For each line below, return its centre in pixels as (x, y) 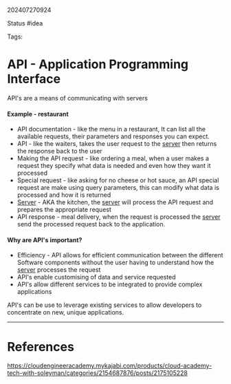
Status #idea (25, 23)
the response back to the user (60, 151)
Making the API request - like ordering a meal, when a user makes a (113, 158)
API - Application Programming (98, 64)
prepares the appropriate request (64, 210)
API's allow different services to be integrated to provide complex (110, 284)
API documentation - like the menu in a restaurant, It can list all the (111, 129)
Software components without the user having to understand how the (115, 263)
